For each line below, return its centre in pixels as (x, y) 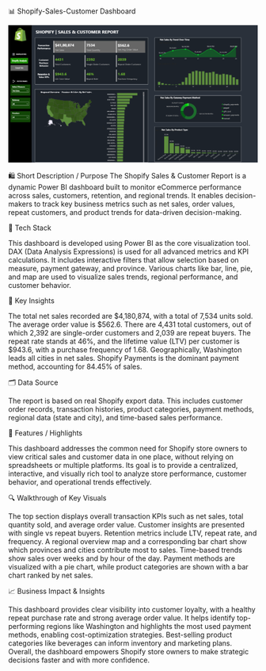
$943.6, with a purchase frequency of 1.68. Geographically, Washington (125, 350)
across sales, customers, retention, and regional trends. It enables (116, 196)
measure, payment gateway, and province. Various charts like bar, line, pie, (131, 269)
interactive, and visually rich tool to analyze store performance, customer (127, 474)
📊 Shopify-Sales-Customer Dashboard (72, 11)
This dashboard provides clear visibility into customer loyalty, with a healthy (132, 610)
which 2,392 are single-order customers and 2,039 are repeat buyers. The (129, 333)
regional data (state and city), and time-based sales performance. (116, 418)
